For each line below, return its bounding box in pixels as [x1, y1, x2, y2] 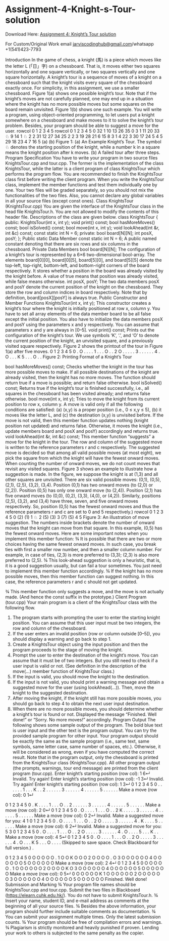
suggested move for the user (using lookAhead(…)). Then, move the [12, 684, 154, 690]
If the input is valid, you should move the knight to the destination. [12, 673, 150, 679]
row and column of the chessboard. [12, 625, 87, 631]
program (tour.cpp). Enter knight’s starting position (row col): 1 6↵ [12, 770, 150, 776]
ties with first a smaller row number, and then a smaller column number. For [5, 546, 162, 552]
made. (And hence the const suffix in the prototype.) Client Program [5, 594, 147, 600]
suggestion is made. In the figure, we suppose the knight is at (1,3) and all [5, 471, 158, 477]
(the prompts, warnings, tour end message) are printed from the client [12, 765, 158, 771]
